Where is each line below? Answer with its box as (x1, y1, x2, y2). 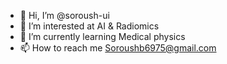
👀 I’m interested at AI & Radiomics (19, 20, 160, 32)
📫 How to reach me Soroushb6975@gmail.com (19, 42, 217, 54)
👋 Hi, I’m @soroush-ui (19, 10, 110, 21)
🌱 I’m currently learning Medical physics (19, 31, 186, 42)
